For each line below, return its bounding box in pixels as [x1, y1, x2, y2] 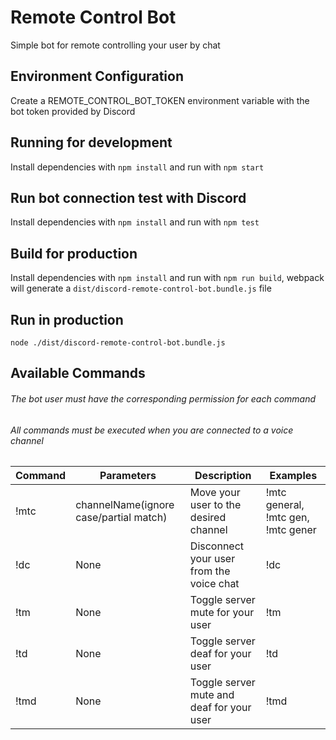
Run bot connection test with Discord [10, 189, 247, 206]
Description [194, 469, 252, 483]
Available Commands [10, 365, 146, 382]
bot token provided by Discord [10, 105, 136, 117]
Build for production [10, 245, 138, 262]
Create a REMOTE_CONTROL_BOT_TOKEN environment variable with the [10, 94, 310, 106]
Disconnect [189, 539, 245, 553]
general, [265, 498, 305, 512]
